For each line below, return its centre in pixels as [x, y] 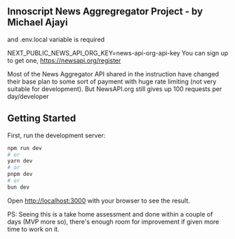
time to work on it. [33, 229]
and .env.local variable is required [56, 39]
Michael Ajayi [38, 23]
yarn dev [20, 161]
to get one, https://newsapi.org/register [64, 60]
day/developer [28, 96]
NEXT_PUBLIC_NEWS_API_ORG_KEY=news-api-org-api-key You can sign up [118, 53]
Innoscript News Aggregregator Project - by [105, 12]
